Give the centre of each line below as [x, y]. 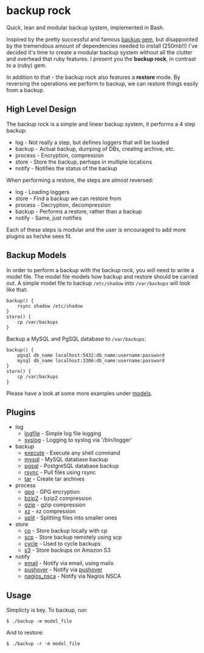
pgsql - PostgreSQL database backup [71, 466]
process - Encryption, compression [59, 155]
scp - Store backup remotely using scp [73, 537]
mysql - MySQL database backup [66, 460]
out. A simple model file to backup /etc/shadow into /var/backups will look [98, 283]
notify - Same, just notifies [48, 218]
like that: [17, 289]
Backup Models [37, 255]
